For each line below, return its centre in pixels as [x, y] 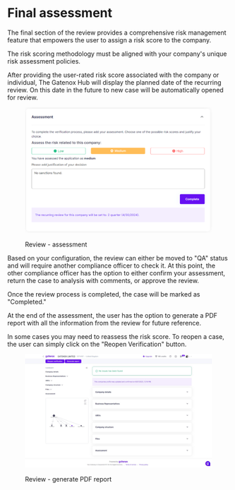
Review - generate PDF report [68, 479]
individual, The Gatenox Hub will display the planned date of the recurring [114, 82]
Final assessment [60, 13]
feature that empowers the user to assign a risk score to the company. [109, 40]
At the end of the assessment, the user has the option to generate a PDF [112, 316]
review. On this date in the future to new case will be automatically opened [115, 90]
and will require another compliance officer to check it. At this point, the [112, 265]
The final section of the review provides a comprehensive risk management [117, 32]
